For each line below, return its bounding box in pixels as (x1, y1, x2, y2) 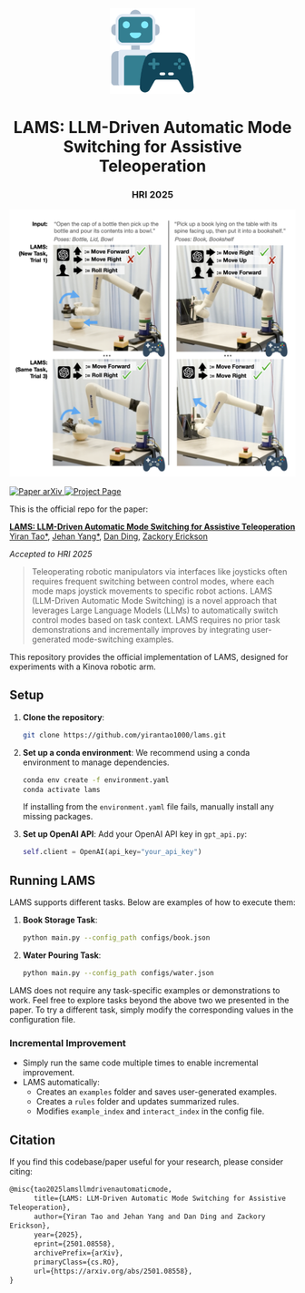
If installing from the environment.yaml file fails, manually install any (22, 801, 274, 812)
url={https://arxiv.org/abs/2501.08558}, (33, 1267, 193, 1277)
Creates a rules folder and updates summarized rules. (35, 1096, 240, 1107)
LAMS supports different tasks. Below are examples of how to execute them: (9, 897, 296, 908)
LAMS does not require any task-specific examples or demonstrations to (9, 984, 280, 995)
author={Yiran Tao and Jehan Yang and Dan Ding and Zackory (33, 1212, 266, 1222)
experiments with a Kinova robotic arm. (9, 661, 156, 672)
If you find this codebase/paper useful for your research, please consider (9, 1156, 284, 1167)
